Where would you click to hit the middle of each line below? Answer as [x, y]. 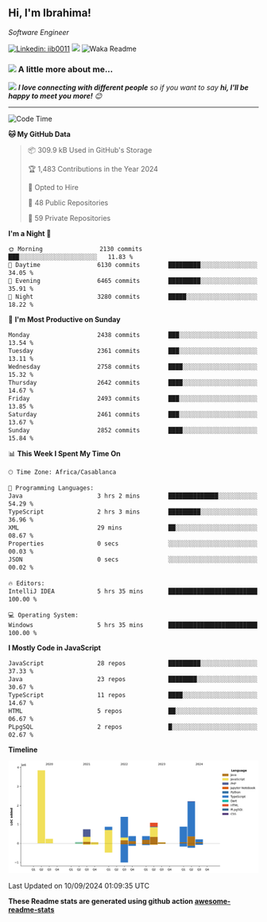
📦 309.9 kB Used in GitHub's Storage [90, 150]
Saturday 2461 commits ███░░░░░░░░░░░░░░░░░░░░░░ [133, 415]
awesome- [213, 901]
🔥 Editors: [27, 583]
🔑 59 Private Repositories [69, 219]
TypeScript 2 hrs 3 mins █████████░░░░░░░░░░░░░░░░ [133, 512]
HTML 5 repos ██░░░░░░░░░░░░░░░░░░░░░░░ [133, 711]
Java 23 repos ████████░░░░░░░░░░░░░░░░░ [133, 680]
